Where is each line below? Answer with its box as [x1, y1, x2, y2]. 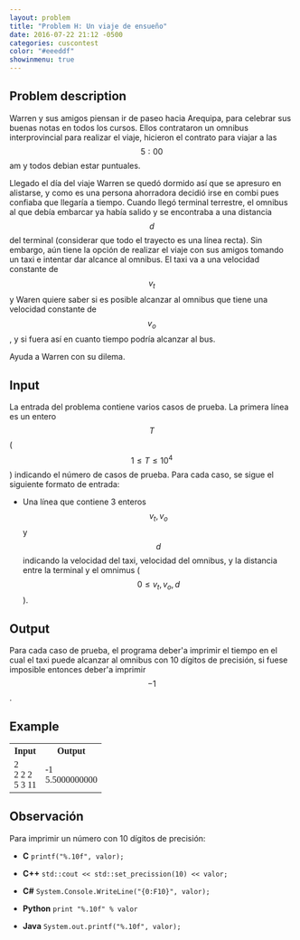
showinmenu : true [9, 55, 75, 64]
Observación [9, 809, 84, 824]
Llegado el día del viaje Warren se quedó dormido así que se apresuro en [9, 177, 282, 188]
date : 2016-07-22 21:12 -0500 [9, 30, 124, 39]
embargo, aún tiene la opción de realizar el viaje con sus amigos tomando [9, 244, 285, 255]
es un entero [9, 411, 57, 422]
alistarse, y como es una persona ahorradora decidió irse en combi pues [9, 187, 279, 198]
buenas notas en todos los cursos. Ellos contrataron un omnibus [9, 122, 248, 133]
